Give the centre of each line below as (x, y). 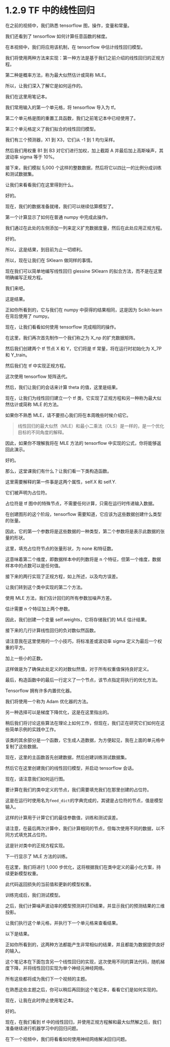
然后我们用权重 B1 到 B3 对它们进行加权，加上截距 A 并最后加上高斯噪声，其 (84, 150)
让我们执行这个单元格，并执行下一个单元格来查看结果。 (63, 923)
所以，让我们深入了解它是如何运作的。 (45, 86)
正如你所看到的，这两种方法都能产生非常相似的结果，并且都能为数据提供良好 (85, 944)
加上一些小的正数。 (25, 658)
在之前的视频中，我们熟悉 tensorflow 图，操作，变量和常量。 (69, 25)
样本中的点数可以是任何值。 (34, 565)
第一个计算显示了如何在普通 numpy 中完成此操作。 (58, 217)
